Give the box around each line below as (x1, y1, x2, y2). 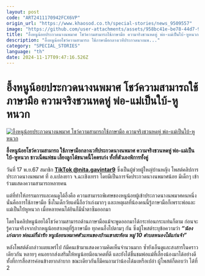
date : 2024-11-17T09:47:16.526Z (6, 54, 88, 60)
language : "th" (6, 49, 45, 55)
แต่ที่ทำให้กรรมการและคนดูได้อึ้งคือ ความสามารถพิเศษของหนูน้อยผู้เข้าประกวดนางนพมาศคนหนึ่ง (6, 191, 197, 199)
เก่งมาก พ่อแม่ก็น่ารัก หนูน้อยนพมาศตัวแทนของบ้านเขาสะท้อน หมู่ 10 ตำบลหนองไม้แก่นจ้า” (6, 231, 187, 238)
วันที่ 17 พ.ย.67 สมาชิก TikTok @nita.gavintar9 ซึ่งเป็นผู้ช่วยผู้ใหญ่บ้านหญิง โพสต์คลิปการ (6, 166, 199, 173)
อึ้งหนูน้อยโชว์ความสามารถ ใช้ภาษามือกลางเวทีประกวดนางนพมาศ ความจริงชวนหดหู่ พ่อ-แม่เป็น (6, 147, 195, 154)
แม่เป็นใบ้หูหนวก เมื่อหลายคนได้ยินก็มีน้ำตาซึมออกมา (6, 205, 111, 213)
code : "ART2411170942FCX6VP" (6, 15, 81, 21)
